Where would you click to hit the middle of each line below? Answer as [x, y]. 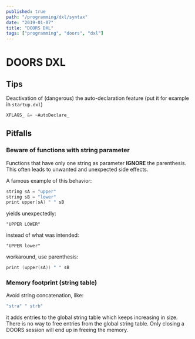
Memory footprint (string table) [52, 283]
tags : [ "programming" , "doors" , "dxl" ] [55, 33]
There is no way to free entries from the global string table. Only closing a [95, 324]
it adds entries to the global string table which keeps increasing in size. [92, 317]
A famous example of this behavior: [49, 180]
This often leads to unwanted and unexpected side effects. [77, 169]
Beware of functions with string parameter [68, 150]
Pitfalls [19, 134]
